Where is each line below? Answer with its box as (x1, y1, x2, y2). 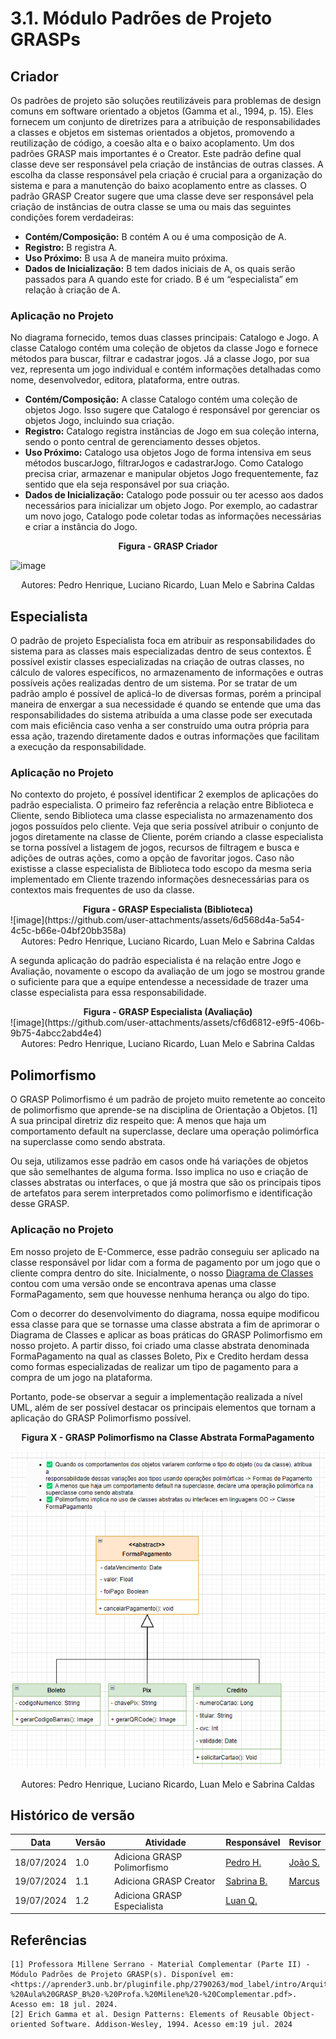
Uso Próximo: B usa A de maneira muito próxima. (24, 252, 228, 264)
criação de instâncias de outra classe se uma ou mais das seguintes (10, 201, 292, 212)
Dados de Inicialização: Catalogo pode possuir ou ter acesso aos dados (24, 489, 324, 501)
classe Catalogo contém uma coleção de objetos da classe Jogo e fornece (10, 342, 319, 354)
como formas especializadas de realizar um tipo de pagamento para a (10, 1360, 299, 1372)
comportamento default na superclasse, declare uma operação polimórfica (10, 1125, 320, 1137)
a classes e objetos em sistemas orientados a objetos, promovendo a (10, 127, 295, 138)
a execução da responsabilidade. (10, 741, 147, 753)
